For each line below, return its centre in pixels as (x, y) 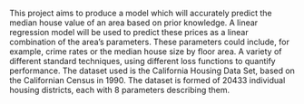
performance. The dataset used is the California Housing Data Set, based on (152, 71)
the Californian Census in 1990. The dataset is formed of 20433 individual (147, 80)
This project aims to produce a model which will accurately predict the (141, 13)
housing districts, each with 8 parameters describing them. (120, 90)
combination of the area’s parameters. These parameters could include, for (150, 42)
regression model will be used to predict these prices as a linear (129, 32)
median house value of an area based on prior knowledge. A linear (134, 23)
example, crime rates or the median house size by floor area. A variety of (146, 52)
